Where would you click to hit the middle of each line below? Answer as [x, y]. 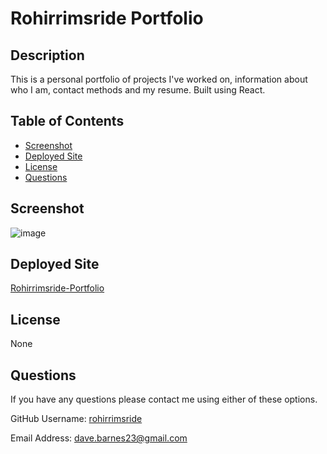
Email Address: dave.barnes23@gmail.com [99, 438]
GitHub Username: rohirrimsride [76, 419]
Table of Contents [67, 121]
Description [47, 55]
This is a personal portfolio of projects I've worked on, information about [159, 79]
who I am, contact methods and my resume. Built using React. [138, 90]
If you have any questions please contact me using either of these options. [164, 399]
